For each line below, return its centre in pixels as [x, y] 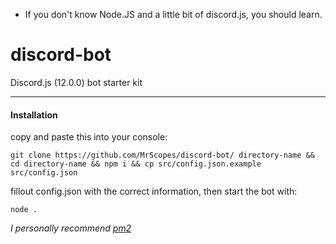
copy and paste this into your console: [89, 137]
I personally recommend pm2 [71, 228]
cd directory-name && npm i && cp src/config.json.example [136, 164]
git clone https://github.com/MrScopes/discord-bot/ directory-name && [162, 155]
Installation [34, 115]
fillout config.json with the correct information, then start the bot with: [154, 191]
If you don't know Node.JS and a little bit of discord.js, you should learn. [173, 14]
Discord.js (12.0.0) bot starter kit [76, 82]
